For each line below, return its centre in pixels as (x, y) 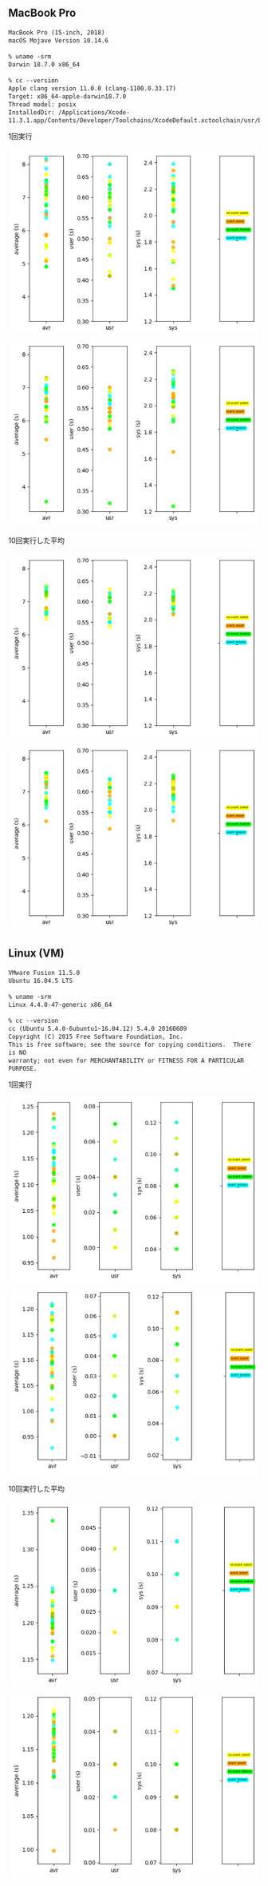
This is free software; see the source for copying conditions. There (130, 1044)
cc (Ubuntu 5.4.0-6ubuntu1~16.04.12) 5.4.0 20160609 (98, 1028)
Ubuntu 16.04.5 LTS (41, 981)
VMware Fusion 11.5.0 (44, 973)
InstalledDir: (32, 112)
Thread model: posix (43, 104)
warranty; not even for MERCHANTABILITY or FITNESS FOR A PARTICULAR (126, 1060)
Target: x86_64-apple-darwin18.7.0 (67, 96)
